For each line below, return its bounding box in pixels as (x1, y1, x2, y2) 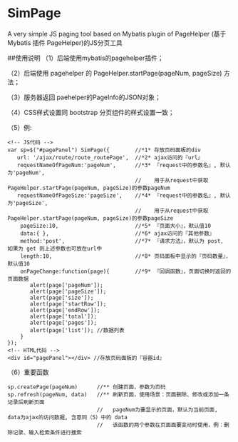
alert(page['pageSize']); (29, 288, 107, 295)
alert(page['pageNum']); (29, 281, 103, 288)
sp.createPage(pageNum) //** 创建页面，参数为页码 (7, 383, 166, 391)
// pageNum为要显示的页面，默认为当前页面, (96, 406, 218, 413)
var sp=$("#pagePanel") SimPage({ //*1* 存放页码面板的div (7, 146, 202, 154)
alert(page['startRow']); (29, 300, 107, 308)
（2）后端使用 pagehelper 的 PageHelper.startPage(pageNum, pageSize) (7, 69, 222, 77)
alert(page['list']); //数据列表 (29, 326, 125, 333)
